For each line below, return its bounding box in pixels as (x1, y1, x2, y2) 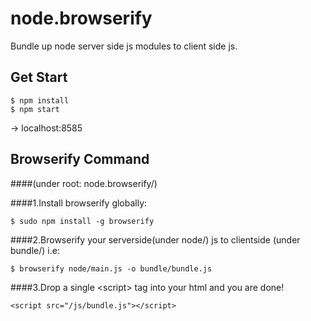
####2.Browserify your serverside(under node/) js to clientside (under (10, 233, 301, 246)
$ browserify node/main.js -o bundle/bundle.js (10, 263, 213, 274)
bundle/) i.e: (10, 244, 60, 256)
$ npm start (10, 104, 60, 114)
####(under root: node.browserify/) (10, 177, 158, 189)
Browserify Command (10, 151, 150, 168)
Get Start (10, 69, 68, 86)
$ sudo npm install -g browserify (10, 216, 155, 226)
